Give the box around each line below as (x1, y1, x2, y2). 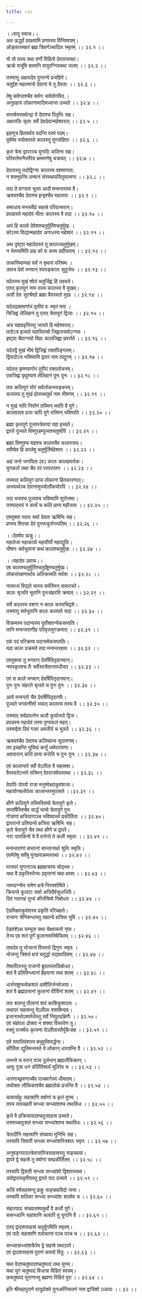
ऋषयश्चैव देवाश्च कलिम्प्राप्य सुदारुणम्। (6, 737, 78, 744)
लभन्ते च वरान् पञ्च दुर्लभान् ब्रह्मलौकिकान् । (6, 1057, 87, 1064)
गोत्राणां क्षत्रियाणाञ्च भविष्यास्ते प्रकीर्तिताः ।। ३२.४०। (6, 813, 105, 820)
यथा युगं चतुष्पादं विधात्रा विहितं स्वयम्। (6, 1267, 77, 1274)
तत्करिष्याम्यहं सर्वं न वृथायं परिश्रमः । (6, 259, 72, 266)
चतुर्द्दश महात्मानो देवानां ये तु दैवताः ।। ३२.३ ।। (6, 81, 96, 88)
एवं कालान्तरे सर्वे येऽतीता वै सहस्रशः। (6, 762, 75, 770)
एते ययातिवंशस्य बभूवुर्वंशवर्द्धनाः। (6, 1038, 65, 1045)
